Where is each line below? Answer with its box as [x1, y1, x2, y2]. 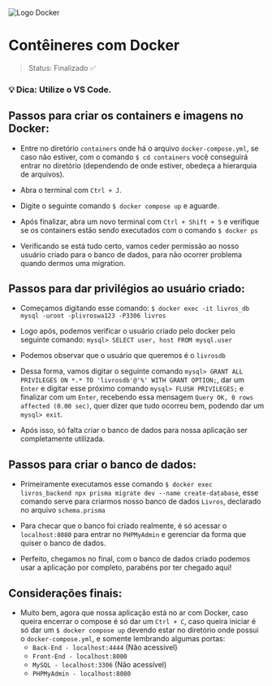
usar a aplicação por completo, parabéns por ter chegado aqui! [19, 562, 232, 573]
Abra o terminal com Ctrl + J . [19, 185, 122, 194]
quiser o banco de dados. [19, 538, 106, 548]
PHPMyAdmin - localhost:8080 [32, 670, 132, 679]
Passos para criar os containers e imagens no [8, 109, 244, 123]
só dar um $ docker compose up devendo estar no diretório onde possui [19, 625, 259, 635]
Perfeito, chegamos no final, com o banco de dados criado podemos [19, 554, 250, 564]
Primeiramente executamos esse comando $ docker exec [19, 479, 213, 489]
